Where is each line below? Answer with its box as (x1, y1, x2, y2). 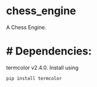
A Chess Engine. (6, 24, 47, 31)
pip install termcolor (6, 75, 62, 81)
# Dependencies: (6, 44, 92, 58)
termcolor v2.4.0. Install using (6, 64, 79, 71)
